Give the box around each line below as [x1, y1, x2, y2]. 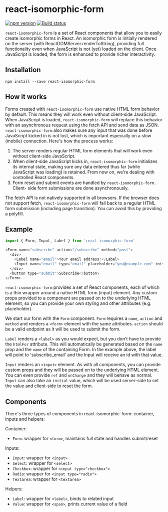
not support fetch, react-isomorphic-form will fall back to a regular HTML [5, 200, 156, 206]
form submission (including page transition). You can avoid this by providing [5, 205, 162, 211]
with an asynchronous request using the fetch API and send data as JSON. [5, 122, 159, 128]
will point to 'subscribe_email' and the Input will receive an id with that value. [5, 352, 163, 358]
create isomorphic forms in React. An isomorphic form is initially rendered [5, 35, 157, 41]
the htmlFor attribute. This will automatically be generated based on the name [5, 341, 162, 347]
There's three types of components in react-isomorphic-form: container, [5, 411, 154, 417]
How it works [5, 93, 47, 101]
